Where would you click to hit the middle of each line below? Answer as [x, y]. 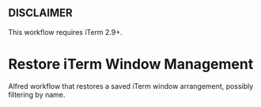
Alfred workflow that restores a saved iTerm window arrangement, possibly [131, 86]
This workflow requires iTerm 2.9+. [65, 32]
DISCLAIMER [40, 13]
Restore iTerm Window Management [131, 64]
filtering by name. [37, 94]
